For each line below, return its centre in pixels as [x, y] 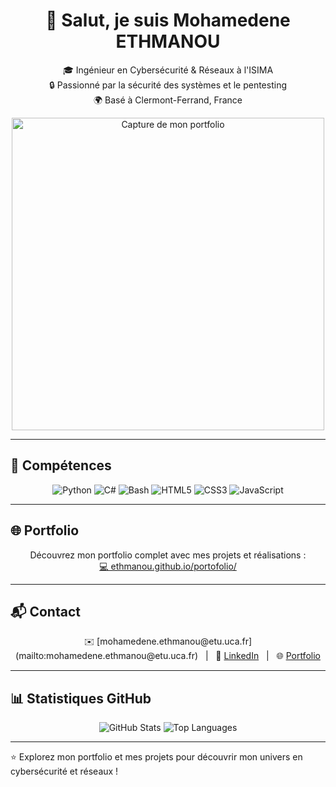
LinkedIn [241, 656]
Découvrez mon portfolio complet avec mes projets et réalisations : [168, 555]
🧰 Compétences [61, 465]
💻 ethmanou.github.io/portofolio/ [168, 566]
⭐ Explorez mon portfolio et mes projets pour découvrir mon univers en [156, 757]
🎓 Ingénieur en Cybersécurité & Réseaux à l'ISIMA [168, 70]
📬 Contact [45, 611]
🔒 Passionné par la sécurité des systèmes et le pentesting [168, 85]
